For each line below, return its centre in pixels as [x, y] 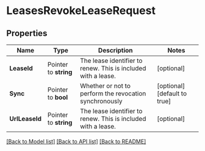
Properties [27, 33]
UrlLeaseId [25, 119]
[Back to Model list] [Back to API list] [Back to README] [76, 142]
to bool [58, 97]
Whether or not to [106, 86]
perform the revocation [113, 94]
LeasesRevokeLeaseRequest [81, 11]
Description [115, 50]
